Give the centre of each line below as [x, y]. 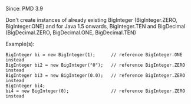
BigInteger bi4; [25, 86]
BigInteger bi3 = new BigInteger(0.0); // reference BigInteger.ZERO [95, 76]
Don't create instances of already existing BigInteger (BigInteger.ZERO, [92, 20]
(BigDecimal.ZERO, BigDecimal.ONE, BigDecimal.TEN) [71, 32]
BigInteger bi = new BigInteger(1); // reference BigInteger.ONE [94, 55]
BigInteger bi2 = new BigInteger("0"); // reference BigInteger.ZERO [95, 65]
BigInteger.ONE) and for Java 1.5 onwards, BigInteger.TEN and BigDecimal [95, 26]
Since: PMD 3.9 [24, 9]
